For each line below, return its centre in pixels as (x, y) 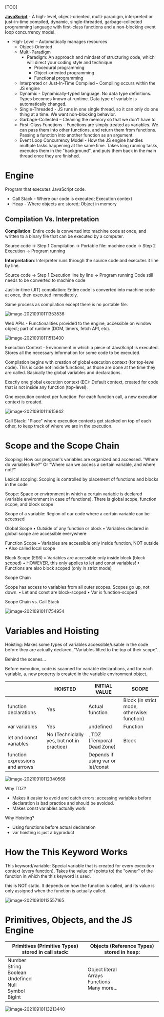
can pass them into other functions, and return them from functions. (88, 130)
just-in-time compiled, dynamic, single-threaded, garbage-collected (74, 22)
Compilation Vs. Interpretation (52, 219)
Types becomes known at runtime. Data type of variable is (78, 99)
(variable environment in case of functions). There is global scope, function (81, 499)
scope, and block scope (29, 504)
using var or (102, 761)
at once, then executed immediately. (41, 295)
